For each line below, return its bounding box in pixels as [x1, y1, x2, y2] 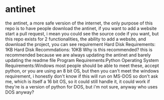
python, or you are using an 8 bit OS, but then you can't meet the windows [5, 67, 159, 73]
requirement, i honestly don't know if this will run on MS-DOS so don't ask [5, 73, 158, 79]
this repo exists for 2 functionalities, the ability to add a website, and [5, 36, 146, 42]
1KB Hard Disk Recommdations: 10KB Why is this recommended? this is [5, 46, 153, 52]
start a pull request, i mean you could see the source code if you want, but [5, 30, 159, 36]
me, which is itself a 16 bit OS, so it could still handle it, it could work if [5, 78, 150, 84]
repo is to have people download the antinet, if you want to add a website [5, 25, 157, 31]
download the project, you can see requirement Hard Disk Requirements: [5, 41, 156, 47]
